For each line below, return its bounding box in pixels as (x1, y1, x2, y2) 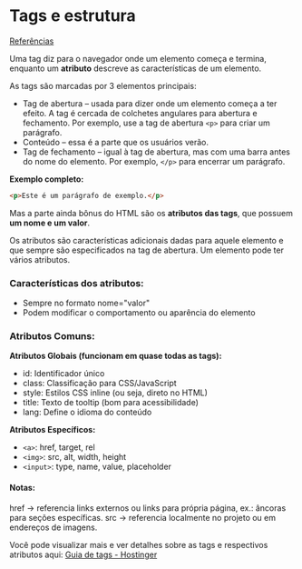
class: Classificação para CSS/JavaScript (22, 378, 177, 389)
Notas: (9, 483, 36, 493)
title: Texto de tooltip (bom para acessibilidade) (22, 397, 200, 408)
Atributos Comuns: (9, 330, 95, 343)
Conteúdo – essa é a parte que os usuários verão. (22, 136, 209, 147)
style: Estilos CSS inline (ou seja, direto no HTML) (22, 387, 209, 398)
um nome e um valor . (9, 217, 91, 228)
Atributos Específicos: (9, 424, 96, 435)
